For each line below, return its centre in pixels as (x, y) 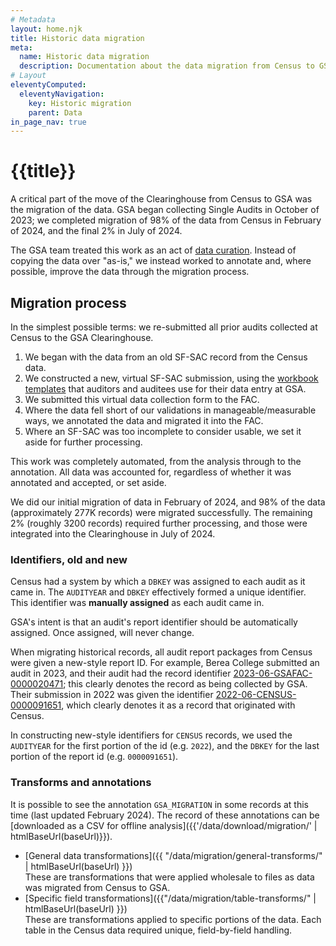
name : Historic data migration (84, 57)
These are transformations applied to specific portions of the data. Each (173, 919)
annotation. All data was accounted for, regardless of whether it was (151, 472)
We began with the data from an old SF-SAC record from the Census (166, 357)
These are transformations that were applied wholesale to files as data (169, 877)
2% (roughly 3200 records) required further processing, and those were (159, 523)
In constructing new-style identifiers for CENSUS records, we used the (151, 735)
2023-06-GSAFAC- (273, 673)
